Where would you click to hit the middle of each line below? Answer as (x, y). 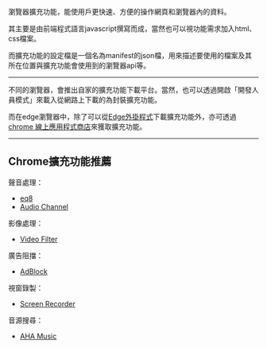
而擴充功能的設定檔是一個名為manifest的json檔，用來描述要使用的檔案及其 (130, 55)
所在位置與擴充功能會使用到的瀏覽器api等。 (79, 65)
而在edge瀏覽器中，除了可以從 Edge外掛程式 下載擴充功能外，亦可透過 (122, 117)
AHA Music (38, 336)
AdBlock (33, 271)
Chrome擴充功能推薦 (60, 162)
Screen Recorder (47, 303)
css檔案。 (25, 39)
